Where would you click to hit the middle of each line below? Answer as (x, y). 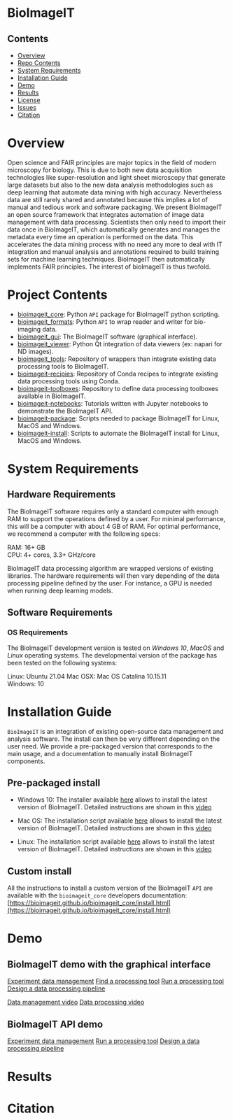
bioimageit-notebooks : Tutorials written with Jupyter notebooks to (113, 403)
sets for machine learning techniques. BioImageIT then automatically (106, 259)
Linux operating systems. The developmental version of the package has (112, 655)
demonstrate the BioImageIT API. (65, 411)
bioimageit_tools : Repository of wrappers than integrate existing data (117, 359)
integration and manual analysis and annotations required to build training (113, 251)
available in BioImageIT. (51, 396)
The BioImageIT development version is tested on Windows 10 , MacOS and (116, 648)
